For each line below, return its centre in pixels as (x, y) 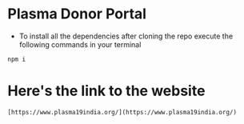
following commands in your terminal (80, 44)
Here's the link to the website (106, 91)
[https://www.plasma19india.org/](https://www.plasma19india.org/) (122, 112)
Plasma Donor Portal (77, 14)
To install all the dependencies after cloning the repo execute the (126, 36)
